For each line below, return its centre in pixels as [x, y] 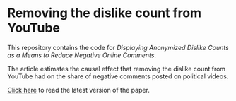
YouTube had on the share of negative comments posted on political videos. [118, 76]
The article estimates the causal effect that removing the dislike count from [117, 69]
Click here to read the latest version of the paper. [79, 90]
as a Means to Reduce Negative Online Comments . [82, 55]
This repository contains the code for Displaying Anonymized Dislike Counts [118, 47]
